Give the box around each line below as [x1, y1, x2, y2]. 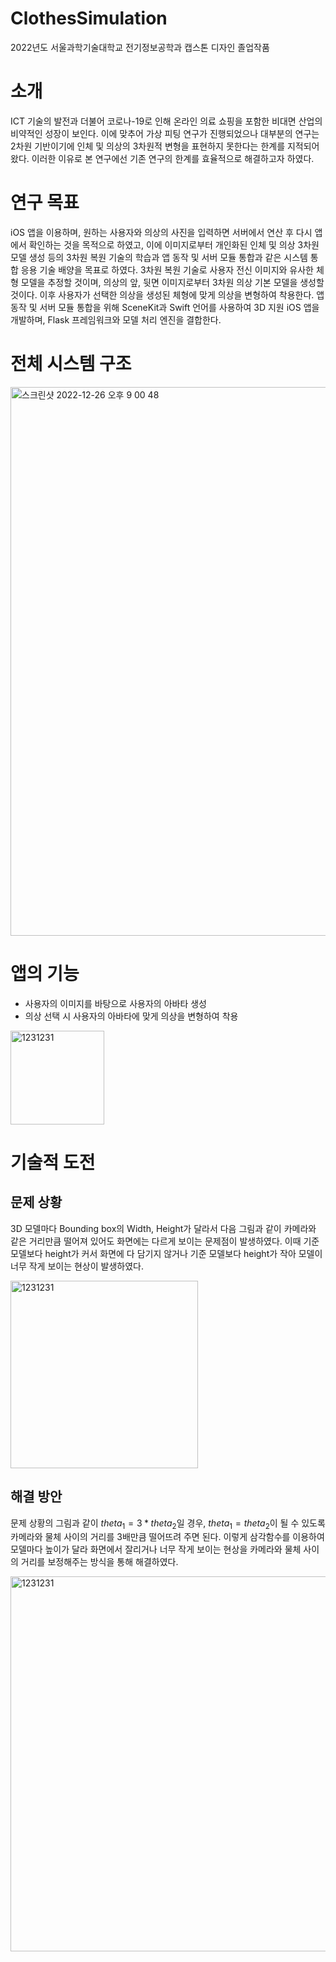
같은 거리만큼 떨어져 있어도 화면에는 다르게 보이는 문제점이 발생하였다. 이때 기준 [10, 1235, 320, 1247]
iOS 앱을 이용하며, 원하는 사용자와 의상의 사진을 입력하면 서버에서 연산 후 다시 [10, 226, 313, 238]
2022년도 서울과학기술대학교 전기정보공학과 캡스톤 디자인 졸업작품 [10, 41, 270, 53]
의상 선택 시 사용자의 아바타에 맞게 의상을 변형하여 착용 [24, 1010, 239, 1022]
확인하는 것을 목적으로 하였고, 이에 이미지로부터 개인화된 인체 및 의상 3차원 [28, 238, 320, 251]
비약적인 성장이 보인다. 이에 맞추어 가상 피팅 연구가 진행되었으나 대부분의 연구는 [10, 127, 320, 139]
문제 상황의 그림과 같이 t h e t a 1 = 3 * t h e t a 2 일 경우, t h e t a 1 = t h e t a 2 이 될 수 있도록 [10, 1517, 326, 1531]
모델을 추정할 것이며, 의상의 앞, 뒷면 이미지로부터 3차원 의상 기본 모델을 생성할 [20, 276, 325, 288]
